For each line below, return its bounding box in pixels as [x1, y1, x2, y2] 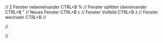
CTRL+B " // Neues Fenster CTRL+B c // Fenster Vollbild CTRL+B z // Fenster [5, 9, 158, 15]
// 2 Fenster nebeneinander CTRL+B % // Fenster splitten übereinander [5, 4, 147, 10]
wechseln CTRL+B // [5, 14, 46, 20]
